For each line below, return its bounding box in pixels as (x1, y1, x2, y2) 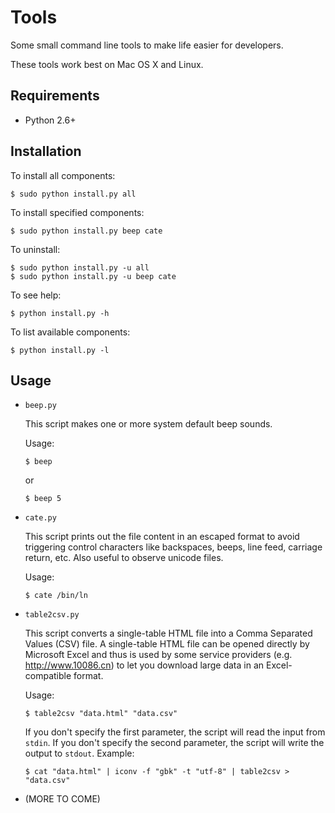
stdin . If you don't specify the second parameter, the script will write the (24, 737, 325, 749)
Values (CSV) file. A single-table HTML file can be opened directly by (24, 638, 310, 650)
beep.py (24, 401, 57, 411)
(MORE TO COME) (24, 793, 101, 805)
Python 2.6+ (24, 114, 77, 126)
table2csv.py (24, 610, 80, 620)
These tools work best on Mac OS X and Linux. (10, 58, 204, 70)
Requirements (10, 87, 100, 105)
